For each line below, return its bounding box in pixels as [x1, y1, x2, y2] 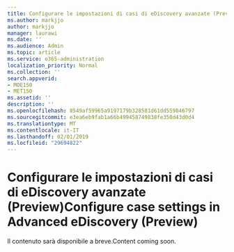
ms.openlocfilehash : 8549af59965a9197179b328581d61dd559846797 [7, 107, 195, 114]
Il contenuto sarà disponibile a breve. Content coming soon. [7, 237, 176, 246]
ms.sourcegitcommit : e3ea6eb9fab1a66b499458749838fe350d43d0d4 [7, 113, 195, 120]
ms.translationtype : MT [7, 120, 77, 127]
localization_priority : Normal [7, 62, 98, 69]
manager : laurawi [7, 29, 58, 37]
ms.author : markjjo [7, 17, 64, 24]
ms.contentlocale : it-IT [7, 127, 79, 134]
